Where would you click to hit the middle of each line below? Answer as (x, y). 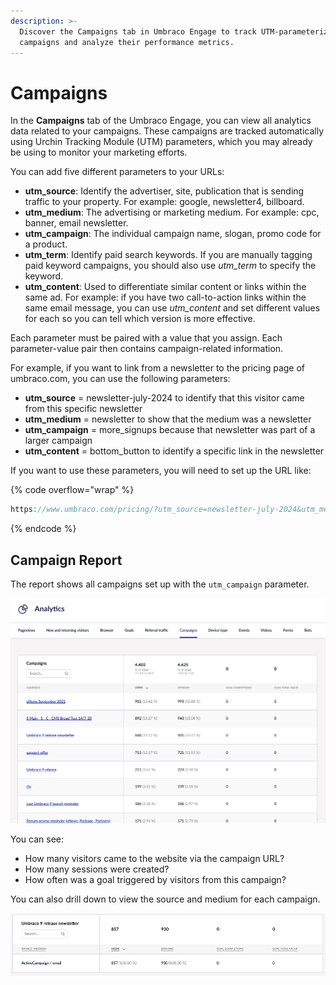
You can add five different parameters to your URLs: (117, 172)
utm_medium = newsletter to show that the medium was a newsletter (168, 419)
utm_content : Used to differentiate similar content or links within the (165, 287)
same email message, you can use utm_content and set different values (172, 308)
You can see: (37, 839)
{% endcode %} (43, 529)
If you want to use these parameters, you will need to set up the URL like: (161, 471)
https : (24, 510)
